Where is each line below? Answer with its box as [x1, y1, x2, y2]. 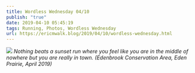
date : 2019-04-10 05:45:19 [6, 20, 74, 26]
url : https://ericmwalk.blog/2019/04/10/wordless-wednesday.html [6, 31, 172, 37]
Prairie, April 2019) [6, 61, 53, 68]
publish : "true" [6, 14, 47, 20]
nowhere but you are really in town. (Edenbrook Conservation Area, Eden [6, 54, 187, 61]
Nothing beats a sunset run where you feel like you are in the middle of [13, 48, 188, 55]
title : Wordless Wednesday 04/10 [6, 8, 90, 15]
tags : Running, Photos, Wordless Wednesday [6, 25, 117, 31]
